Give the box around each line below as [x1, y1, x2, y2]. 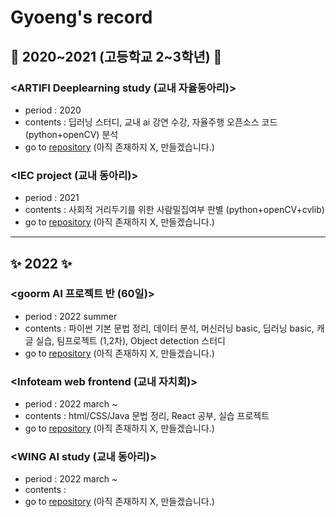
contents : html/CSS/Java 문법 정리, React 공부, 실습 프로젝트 [24, 410, 270, 422]
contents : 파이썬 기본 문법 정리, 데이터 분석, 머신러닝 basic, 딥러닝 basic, [24, 322, 315, 334]
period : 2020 [24, 104, 82, 116]
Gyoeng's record [10, 6, 153, 29]
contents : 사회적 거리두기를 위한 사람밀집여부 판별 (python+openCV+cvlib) [24, 204, 325, 216]
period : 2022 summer [24, 310, 118, 322]
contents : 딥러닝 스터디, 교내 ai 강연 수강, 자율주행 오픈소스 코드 [24, 116, 278, 128]
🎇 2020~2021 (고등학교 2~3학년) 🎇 [10, 48, 223, 65]
